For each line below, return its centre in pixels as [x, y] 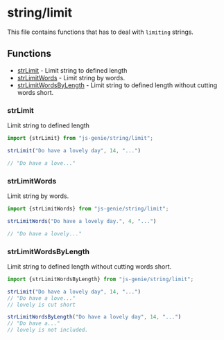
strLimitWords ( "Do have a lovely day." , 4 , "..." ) [82, 221]
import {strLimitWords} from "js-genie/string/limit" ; [88, 208]
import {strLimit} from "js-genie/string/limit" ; [80, 138]
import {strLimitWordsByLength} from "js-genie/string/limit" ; [101, 279]
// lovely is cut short [42, 305]
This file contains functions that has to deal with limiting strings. [101, 32]
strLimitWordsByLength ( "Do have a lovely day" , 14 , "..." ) [94, 317]
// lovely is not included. [48, 330]
